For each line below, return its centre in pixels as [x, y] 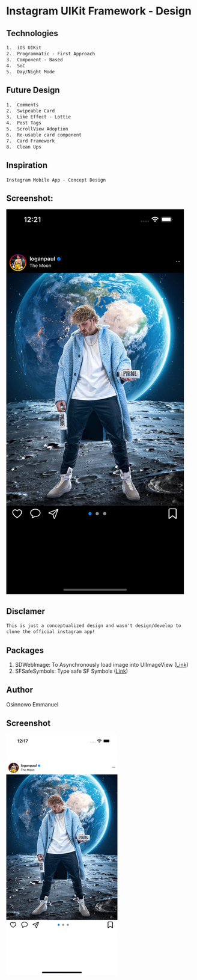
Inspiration [27, 166]
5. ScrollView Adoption [37, 129]
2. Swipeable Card [31, 111]
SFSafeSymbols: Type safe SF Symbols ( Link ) [71, 671]
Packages [25, 650]
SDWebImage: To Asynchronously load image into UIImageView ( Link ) [102, 665]
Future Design [33, 90]
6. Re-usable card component [44, 135]
